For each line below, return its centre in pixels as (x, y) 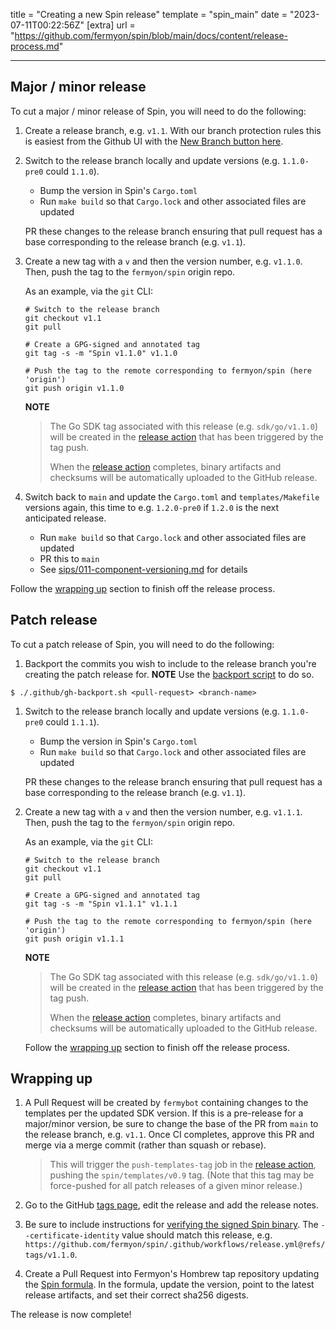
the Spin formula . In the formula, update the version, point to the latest (169, 1285)
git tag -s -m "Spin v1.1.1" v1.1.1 (101, 904)
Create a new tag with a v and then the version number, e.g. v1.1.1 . (163, 811)
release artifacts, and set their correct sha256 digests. (136, 1295)
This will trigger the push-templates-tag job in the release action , (183, 1165)
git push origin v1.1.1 (74, 939)
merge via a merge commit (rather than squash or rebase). (145, 1145)
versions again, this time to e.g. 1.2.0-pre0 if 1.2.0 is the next (152, 507)
